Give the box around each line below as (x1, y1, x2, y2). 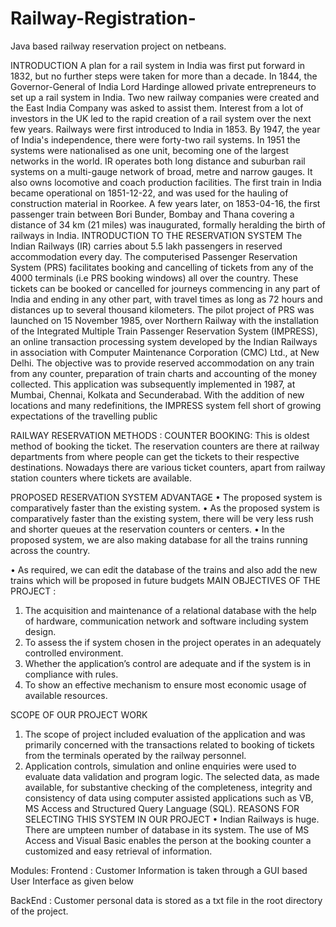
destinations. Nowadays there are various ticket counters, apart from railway (10, 461, 326, 473)
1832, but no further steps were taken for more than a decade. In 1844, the (10, 70, 318, 82)
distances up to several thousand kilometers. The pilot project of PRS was (10, 303, 315, 316)
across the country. (10, 544, 91, 556)
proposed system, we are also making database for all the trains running (10, 533, 308, 546)
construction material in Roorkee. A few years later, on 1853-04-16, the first (10, 197, 321, 209)
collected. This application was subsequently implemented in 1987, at (10, 378, 296, 390)
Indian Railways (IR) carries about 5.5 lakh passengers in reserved (10, 240, 283, 252)
